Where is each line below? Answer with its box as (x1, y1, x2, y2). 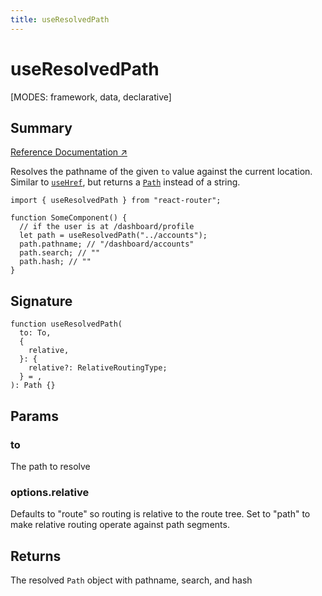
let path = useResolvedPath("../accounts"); (19, 231, 208, 241)
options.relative (10, 485, 90, 499)
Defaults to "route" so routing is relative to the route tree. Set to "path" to (10, 508, 311, 520)
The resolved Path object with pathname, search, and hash (10, 574, 253, 586)
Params (10, 407, 59, 425)
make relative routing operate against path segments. (10, 519, 230, 531)
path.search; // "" (19, 248, 101, 258)
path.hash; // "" (19, 257, 92, 267)
